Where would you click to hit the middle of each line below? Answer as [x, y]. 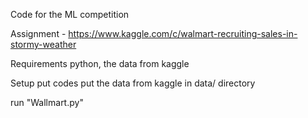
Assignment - [38, 33]
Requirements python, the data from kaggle [100, 63]
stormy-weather [43, 44]
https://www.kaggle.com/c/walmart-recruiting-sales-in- [183, 33]
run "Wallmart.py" [47, 102]
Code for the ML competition [70, 14]
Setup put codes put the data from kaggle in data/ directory [133, 83]
